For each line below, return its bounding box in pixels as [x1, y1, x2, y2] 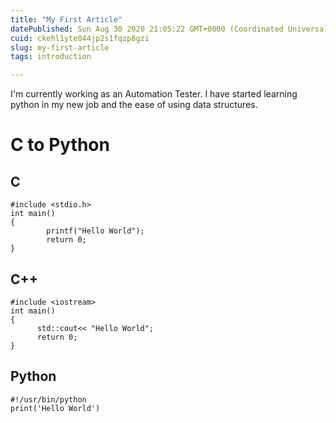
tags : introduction [10, 52, 92, 62]
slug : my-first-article [10, 42, 110, 53]
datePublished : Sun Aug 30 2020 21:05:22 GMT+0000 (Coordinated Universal [10, 24, 329, 34]
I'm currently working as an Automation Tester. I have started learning [10, 88, 298, 100]
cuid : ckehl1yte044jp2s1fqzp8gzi [10, 33, 150, 43]
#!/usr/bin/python [10, 394, 87, 405]
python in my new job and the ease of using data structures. [10, 99, 258, 111]
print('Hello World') [10, 403, 101, 413]
